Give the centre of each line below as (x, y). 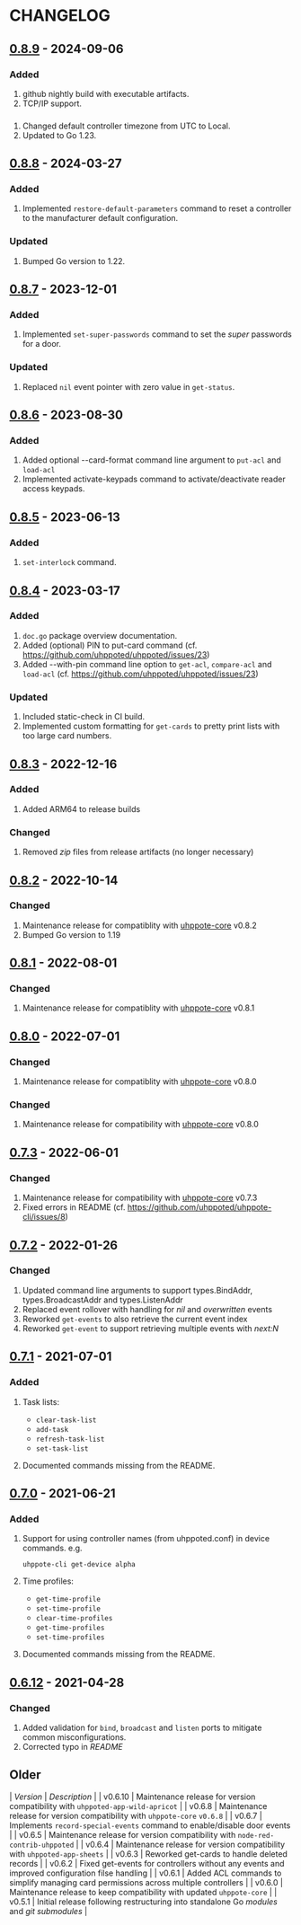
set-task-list (62, 1448)
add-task (52, 1429)
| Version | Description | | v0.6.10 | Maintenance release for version (133, 1797)
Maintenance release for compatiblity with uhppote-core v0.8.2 (140, 925)
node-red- (256, 1835)
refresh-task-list (70, 1439)
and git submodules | (49, 1911)
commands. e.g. (52, 1548)
